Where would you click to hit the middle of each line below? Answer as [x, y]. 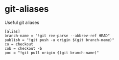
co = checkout [19, 44]
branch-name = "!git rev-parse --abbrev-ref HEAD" [57, 36]
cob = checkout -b [23, 48]
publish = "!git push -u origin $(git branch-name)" [59, 40]
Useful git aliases [22, 22]
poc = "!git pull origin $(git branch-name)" [52, 53]
